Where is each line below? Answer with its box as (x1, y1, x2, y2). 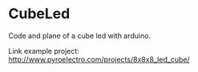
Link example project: (8, 46, 80, 55)
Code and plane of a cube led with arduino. (8, 31, 151, 40)
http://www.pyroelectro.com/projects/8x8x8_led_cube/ (8, 55, 190, 64)
